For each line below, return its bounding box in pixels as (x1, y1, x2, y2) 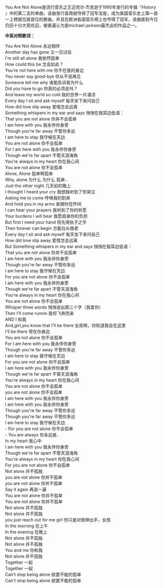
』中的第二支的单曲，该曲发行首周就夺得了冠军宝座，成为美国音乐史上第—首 (5, 10, 158, 16)
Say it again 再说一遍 (5, 486, 47, 492)
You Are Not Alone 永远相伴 (5, 43, 61, 49)
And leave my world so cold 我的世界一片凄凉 (5, 92, 96, 97)
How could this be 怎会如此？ (5, 61, 64, 67)
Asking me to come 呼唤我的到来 (5, 195, 70, 201)
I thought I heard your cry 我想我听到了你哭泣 (5, 189, 96, 194)
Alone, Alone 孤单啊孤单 (5, 171, 53, 176)
